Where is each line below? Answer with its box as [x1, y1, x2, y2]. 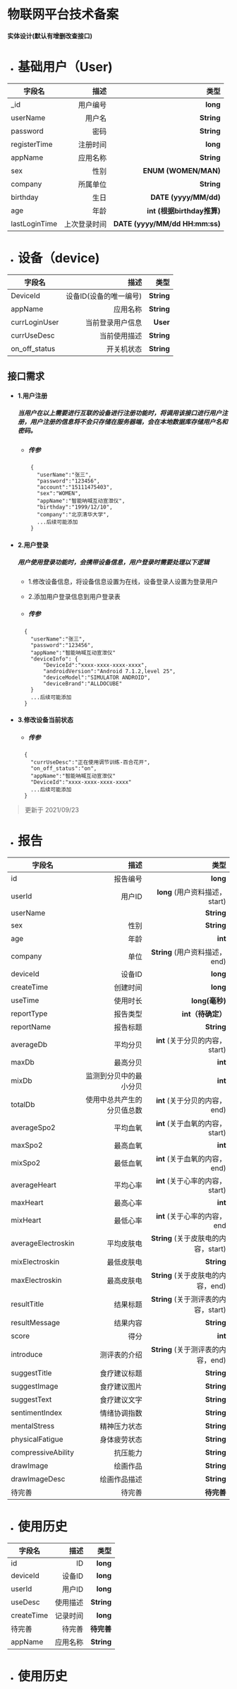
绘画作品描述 [99, 1474, 142, 1484]
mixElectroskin [11, 1257, 60, 1267]
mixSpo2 [11, 1158, 41, 1168]
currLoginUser [11, 317, 59, 327]
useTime [11, 995, 39, 1005]
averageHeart [11, 1180, 56, 1190]
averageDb [11, 1040, 48, 1050]
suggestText [11, 1394, 52, 1404]
